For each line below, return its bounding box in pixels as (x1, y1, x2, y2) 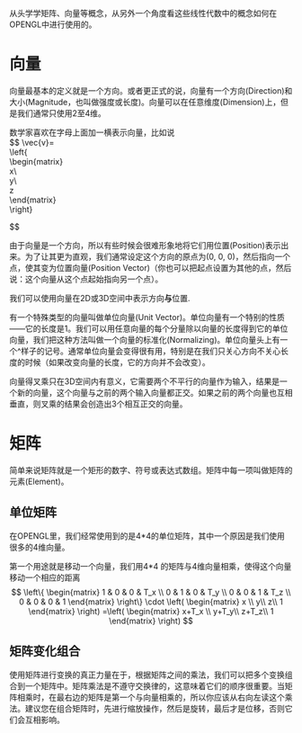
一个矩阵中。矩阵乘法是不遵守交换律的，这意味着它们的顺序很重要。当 (24, 680, 285, 691)
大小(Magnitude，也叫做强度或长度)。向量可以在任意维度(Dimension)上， (9, 96, 281, 107)
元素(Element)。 (9, 476, 69, 487)
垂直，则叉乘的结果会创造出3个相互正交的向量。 (9, 398, 188, 409)
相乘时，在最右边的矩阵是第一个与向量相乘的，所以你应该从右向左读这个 (16, 692, 285, 702)
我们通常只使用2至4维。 (16, 107, 106, 119)
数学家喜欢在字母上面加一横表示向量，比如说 (9, 127, 175, 138)
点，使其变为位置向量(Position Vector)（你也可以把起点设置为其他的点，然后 (9, 262, 292, 273)
